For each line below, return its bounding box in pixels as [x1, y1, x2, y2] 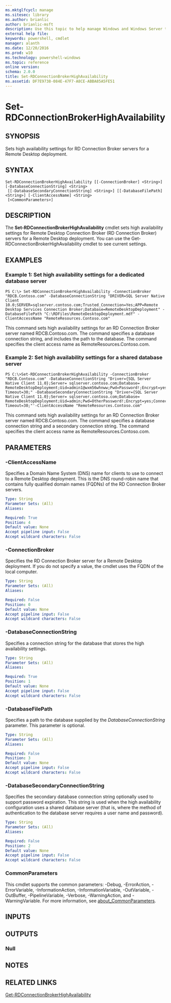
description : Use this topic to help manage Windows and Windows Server [5, 27, 163, 32]
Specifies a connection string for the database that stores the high [5, 640, 145, 646]
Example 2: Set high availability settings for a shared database [5, 354, 163, 361]
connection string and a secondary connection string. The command [5, 423, 149, 429]
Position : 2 [5, 843, 31, 849]
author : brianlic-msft [5, 21, 53, 27]
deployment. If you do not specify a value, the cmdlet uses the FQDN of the [5, 563, 164, 569]
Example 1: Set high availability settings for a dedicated [5, 271, 145, 278]
